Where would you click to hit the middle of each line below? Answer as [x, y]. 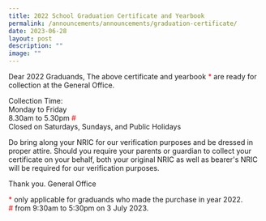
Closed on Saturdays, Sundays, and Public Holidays [95, 127]
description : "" [36, 46]
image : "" [25, 53]
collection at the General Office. [62, 85]
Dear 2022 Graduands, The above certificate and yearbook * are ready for [133, 76]
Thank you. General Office [52, 184]
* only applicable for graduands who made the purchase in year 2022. [126, 200]
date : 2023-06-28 [38, 31]
